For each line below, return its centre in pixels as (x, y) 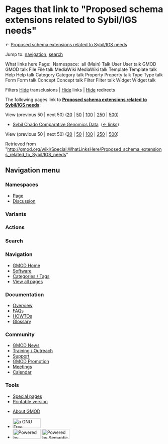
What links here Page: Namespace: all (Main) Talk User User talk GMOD (81, 64)
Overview (22, 305)
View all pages (28, 281)
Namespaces (22, 185)
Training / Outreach (33, 351)
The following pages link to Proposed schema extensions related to (76, 100)
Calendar (22, 372)
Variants (16, 214)
